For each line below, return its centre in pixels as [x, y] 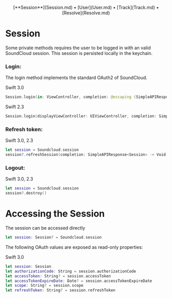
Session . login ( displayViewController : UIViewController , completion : [81, 116]
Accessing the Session [55, 214]
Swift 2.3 [15, 107]
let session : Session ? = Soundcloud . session [53, 237]
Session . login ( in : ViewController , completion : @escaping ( [71, 97]
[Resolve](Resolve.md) [86, 13]
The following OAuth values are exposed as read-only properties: [74, 247]
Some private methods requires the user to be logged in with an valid [78, 48]
